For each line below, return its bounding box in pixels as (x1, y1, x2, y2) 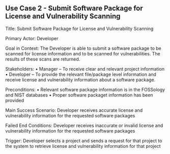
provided (5, 97, 24, 103)
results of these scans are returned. (5, 56, 80, 62)
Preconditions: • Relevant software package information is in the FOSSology (5, 86, 165, 93)
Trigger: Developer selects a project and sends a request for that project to (5, 137, 162, 144)
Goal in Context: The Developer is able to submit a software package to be (5, 45, 161, 51)
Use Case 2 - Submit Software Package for (5, 4, 144, 13)
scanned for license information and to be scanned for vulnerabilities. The (5, 50, 160, 56)
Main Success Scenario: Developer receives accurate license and (5, 107, 143, 113)
